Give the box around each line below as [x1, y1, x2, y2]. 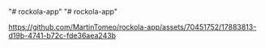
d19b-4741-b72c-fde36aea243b [8, 31, 116, 40]
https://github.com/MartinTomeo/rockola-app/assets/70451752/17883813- [8, 22, 257, 31]
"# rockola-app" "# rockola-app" [8, 7, 118, 16]
